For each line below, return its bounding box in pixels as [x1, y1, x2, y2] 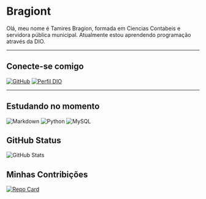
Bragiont [6, 4, 51, 18]
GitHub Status [6, 135, 61, 146]
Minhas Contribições [6, 169, 88, 179]
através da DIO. [6, 37, 45, 45]
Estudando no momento [6, 101, 100, 112]
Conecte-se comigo [6, 61, 84, 72]
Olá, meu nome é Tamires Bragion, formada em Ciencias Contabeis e [6, 25, 181, 32]
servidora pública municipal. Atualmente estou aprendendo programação [6, 31, 191, 38]
